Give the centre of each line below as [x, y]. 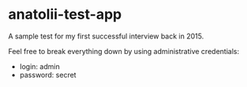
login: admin [40, 66]
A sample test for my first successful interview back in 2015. [106, 36]
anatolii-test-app [65, 14]
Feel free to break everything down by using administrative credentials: [123, 51]
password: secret [48, 74]
